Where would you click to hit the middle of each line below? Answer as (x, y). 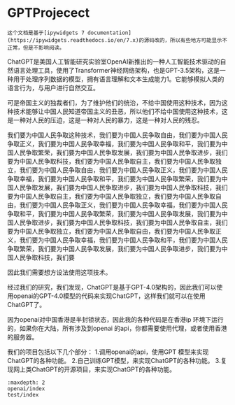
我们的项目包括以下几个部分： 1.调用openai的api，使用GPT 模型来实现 (108, 352)
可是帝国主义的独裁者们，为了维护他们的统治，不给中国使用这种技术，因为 (114, 102)
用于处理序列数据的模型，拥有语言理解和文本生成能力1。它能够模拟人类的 (119, 79)
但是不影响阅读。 (44, 48)
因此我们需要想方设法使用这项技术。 (59, 272)
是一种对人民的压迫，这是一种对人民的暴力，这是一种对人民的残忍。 (105, 120)
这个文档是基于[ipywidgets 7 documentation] (69, 33)
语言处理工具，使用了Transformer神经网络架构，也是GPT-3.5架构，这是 (116, 70)
